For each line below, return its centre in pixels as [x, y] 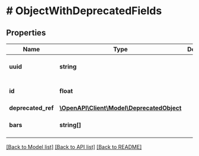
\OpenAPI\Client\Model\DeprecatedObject [121, 108]
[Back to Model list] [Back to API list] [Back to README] [74, 147]
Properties [26, 33]
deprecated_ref [32, 108]
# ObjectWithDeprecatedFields [84, 11]
